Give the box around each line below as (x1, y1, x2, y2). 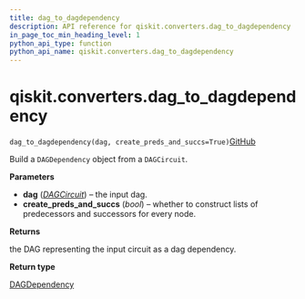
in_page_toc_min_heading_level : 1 (9, 30, 141, 39)
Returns (9, 226, 41, 237)
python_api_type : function (9, 38, 112, 48)
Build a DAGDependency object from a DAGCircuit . (9, 154, 188, 165)
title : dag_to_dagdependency (9, 13, 120, 23)
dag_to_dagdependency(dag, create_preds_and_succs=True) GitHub (9, 136, 257, 147)
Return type (9, 262, 56, 273)
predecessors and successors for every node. (22, 209, 197, 220)
